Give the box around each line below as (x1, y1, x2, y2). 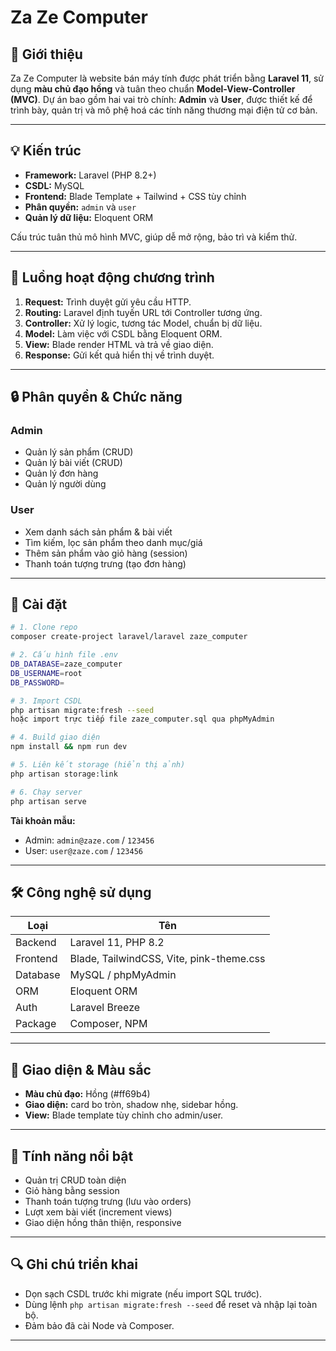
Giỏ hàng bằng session (24, 1184, 120, 1196)
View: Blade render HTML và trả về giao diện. (24, 338, 214, 350)
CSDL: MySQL (24, 179, 85, 191)
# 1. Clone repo (10, 622, 78, 633)
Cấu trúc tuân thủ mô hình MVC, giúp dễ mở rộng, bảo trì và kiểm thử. (10, 231, 298, 243)
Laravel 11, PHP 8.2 (69, 936, 165, 950)
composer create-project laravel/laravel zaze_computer (10, 632, 248, 642)
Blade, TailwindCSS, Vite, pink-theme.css (69, 952, 266, 966)
